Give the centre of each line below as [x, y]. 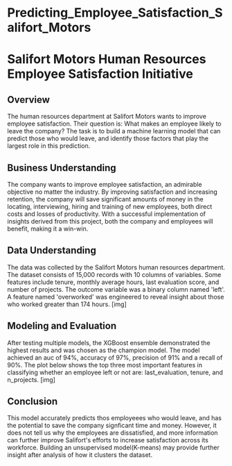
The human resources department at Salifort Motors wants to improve [107, 117]
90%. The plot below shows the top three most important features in [105, 365]
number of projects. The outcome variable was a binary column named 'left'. [116, 289]
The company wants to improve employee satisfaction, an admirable [105, 184]
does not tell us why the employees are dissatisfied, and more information [113, 433]
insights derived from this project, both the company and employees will [110, 221]
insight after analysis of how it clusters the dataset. [80, 455]
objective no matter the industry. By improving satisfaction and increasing [113, 192]
